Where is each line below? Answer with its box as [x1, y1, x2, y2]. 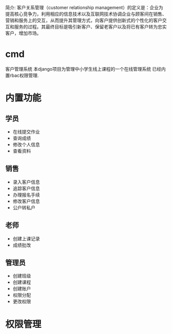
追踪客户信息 [12, 185, 40, 191]
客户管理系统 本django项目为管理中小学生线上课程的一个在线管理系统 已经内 [5, 66, 166, 72]
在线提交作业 [12, 129, 40, 135]
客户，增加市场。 [5, 30, 41, 36]
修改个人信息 [12, 141, 40, 148]
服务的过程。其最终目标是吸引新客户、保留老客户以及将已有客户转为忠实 [14, 24, 167, 30]
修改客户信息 [12, 198, 40, 204]
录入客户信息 [12, 179, 40, 185]
